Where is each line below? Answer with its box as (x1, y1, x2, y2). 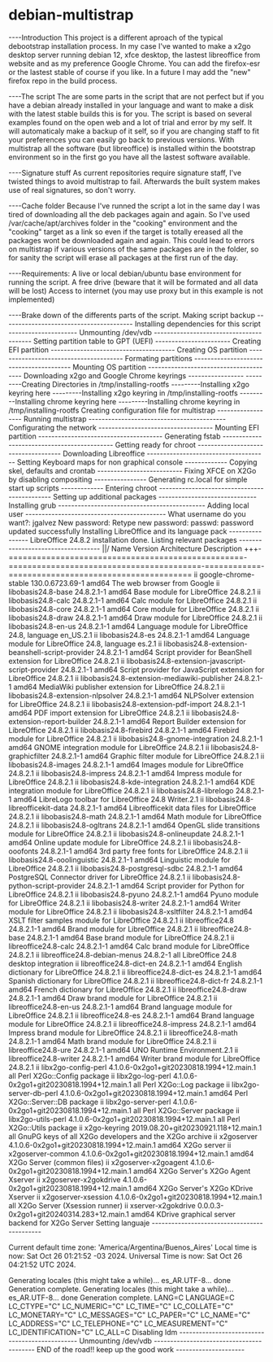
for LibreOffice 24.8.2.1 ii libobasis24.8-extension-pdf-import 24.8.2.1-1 (8, 699, 246, 709)
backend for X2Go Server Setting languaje (8, 1218, 150, 1228)
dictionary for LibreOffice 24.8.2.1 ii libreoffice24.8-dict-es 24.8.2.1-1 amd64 (8, 967, 262, 977)
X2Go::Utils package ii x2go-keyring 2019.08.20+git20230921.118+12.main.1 (8, 1123, 262, 1133)
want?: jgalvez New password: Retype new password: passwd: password (8, 517, 254, 527)
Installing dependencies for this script (134, 319, 262, 329)
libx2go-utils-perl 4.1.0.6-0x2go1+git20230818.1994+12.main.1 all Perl (8, 1114, 241, 1124)
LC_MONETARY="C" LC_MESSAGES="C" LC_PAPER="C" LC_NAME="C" (8, 1310, 251, 1320)
